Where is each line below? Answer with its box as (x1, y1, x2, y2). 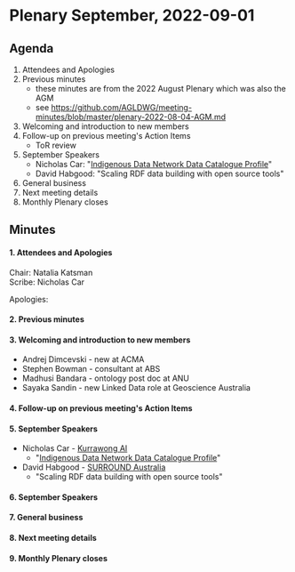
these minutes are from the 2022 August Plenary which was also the (35, 84, 287, 93)
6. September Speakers (9, 491, 99, 503)
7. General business (9, 512, 84, 523)
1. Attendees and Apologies (9, 246, 113, 258)
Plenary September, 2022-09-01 (9, 5, 255, 26)
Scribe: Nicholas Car (9, 277, 85, 287)
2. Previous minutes (9, 314, 84, 325)
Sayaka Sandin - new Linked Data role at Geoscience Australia (21, 383, 251, 393)
